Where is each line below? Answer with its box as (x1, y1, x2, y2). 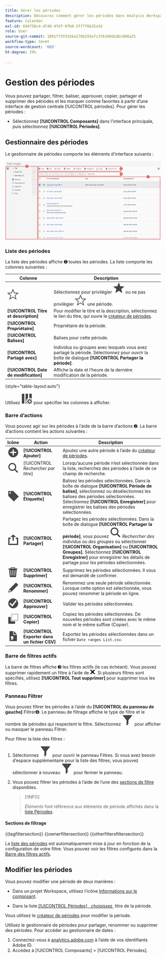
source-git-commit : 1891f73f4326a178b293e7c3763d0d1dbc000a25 (5, 34, 136, 39)
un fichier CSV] (23, 639, 56, 645)
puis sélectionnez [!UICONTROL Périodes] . (12, 124, 101, 129)
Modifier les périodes (5, 865, 73, 874)
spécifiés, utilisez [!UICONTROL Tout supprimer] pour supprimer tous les (5, 675, 156, 681)
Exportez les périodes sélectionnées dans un (62, 631, 154, 637)
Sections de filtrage (5, 820, 47, 826)
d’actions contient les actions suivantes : (5, 428, 88, 434)
